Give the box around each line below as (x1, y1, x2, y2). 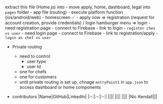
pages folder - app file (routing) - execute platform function (5, 9, 123, 15)
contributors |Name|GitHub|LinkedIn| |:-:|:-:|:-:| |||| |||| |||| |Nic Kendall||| (12, 94, 157, 99)
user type (26, 58, 46, 64)
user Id (26, 64, 41, 69)
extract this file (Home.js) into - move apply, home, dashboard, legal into (5, 4, 150, 10)
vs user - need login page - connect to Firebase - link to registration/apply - (5, 30, 158, 36)
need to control (19, 53, 50, 59)
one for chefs (19, 69, 47, 74)
